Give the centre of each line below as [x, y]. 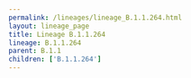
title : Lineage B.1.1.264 [57, 34]
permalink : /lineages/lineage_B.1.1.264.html [95, 17]
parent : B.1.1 [35, 51]
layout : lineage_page [49, 26]
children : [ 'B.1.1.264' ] [55, 59]
